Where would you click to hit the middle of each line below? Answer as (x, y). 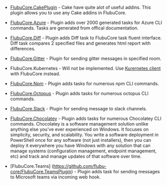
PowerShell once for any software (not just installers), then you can (80, 140)
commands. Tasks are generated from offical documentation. (74, 28)
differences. (23, 49)
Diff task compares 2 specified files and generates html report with (80, 43)
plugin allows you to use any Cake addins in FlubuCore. (68, 13)
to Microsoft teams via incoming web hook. (55, 177)
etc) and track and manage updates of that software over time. (76, 156)
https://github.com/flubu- (80, 166)
